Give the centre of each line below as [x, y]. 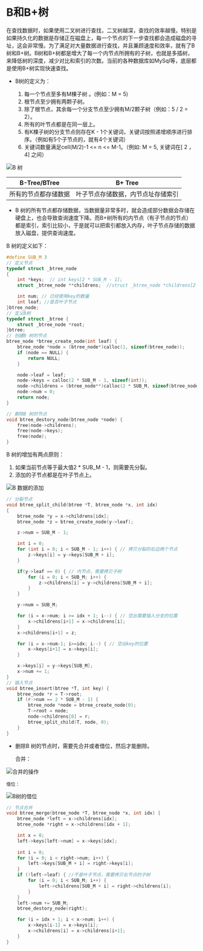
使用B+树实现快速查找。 [41, 68]
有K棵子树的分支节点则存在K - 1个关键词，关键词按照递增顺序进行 [105, 131]
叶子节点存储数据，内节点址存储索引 [127, 194]
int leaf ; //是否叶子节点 [47, 302]
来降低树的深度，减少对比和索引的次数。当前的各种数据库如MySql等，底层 [99, 61]
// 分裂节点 [20, 499]
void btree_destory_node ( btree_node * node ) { [64, 419]
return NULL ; [44, 358]
